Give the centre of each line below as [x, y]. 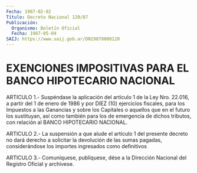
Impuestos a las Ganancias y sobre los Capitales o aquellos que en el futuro [98, 109]
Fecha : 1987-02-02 [29, 12]
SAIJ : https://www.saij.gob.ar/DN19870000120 [63, 39]
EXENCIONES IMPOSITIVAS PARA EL [98, 68]
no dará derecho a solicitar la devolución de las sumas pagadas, [84, 140]
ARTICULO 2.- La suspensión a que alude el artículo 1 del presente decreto [97, 133]
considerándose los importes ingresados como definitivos [77, 146]
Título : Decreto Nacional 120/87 [47, 17]
